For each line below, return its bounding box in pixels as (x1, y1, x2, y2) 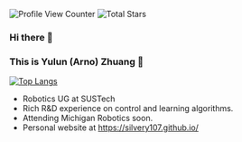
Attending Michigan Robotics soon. (22, 113, 154, 124)
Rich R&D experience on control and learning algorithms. (22, 103, 234, 114)
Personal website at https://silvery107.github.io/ (22, 122, 199, 133)
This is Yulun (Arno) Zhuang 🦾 (9, 55, 144, 68)
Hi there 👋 (9, 31, 54, 43)
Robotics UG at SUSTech (22, 93, 116, 104)
